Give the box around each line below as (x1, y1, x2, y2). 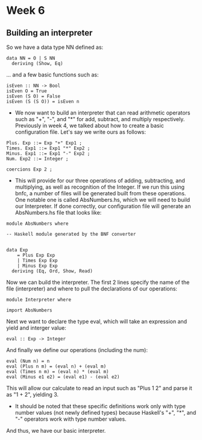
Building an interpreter (6, 28, 93, 38)
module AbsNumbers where (6, 221, 69, 227)
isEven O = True (6, 88, 47, 94)
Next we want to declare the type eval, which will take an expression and (6, 318, 188, 325)
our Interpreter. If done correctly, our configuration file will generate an (14, 203, 191, 210)
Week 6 (6, 4, 45, 17)
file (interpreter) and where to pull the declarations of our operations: (6, 285, 178, 292)
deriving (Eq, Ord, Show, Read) (11, 268, 93, 274)
